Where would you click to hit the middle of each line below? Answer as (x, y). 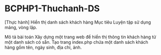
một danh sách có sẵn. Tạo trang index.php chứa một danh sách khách (76, 42)
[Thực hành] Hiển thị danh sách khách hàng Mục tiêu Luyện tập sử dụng (78, 22)
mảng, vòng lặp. (21, 27)
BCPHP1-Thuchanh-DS (52, 9)
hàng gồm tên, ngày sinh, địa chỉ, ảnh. (43, 47)
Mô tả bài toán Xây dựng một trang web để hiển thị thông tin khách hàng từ (80, 37)
